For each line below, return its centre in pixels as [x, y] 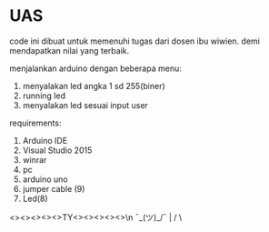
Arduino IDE [45, 140]
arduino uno [45, 179]
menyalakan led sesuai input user [85, 105]
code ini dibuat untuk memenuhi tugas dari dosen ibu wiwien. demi [135, 41]
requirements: [35, 123]
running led [44, 96]
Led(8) [35, 198]
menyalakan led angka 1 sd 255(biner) [94, 86]
